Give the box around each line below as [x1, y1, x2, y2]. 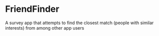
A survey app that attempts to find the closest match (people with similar [5, 20, 154, 26]
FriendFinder [5, 3, 60, 15]
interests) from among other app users [5, 25, 84, 31]
